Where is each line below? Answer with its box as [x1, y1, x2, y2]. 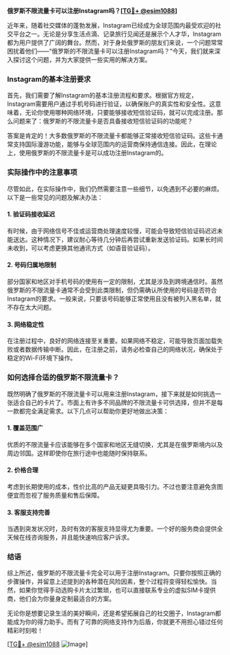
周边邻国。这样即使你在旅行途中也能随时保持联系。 [7, 449, 151, 457]
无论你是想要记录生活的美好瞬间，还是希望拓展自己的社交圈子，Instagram [7, 609, 216, 617]
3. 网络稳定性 [7, 320, 44, 328]
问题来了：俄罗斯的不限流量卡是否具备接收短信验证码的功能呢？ [12, 117, 193, 126]
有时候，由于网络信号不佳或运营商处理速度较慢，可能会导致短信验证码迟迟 [7, 227, 217, 235]
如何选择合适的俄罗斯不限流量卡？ [7, 373, 120, 382]
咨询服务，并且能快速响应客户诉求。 [30, 533, 133, 542]
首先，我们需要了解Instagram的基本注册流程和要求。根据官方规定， [7, 91, 197, 100]
